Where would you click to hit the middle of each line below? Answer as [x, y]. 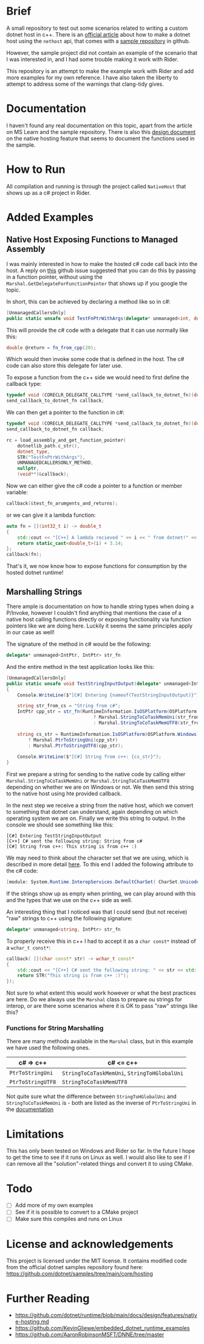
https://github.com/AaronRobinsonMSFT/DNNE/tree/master [90, 1335]
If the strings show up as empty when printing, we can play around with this [101, 894]
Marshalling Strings [44, 592]
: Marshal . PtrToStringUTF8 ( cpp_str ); [76, 746]
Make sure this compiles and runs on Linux [69, 1219]
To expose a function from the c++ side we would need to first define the [98, 377]
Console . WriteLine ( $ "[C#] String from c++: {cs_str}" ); [90, 757]
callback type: [24, 384]
